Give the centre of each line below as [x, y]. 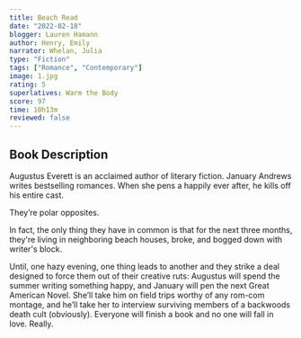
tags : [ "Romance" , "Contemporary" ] [76, 68]
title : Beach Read [44, 18]
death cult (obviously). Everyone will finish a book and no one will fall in [142, 314]
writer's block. [36, 249]
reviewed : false [40, 118]
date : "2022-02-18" [46, 26]
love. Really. [31, 324]
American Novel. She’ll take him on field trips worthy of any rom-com [137, 295]
